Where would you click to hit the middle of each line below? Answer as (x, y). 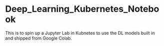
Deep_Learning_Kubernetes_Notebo (82, 9)
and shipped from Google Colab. (39, 38)
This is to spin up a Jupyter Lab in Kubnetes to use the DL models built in (80, 33)
